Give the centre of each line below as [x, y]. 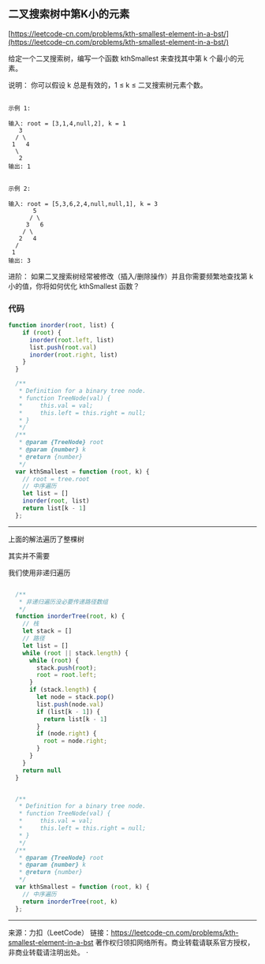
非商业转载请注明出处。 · [48, 952]
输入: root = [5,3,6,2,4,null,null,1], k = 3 [83, 204]
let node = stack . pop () [75, 697]
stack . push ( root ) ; [67, 668]
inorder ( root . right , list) [73, 355]
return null [42, 770]
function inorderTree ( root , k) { [70, 617]
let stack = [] [47, 631]
